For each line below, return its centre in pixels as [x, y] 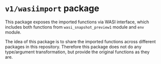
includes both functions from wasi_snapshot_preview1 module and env [75, 27]
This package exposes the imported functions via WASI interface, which [77, 22]
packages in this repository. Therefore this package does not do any [73, 47]
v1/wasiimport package [52, 8]
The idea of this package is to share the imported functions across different [80, 41]
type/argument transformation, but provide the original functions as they [77, 52]
